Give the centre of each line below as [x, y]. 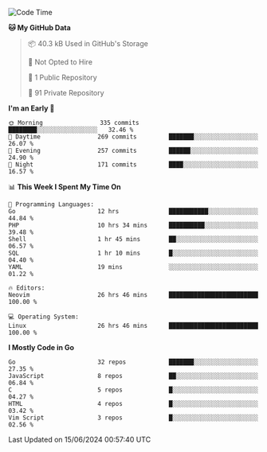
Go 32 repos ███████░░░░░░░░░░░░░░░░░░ [133, 362]
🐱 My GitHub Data [40, 27]
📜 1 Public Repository [62, 77]
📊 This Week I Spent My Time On [65, 187]
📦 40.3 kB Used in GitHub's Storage [88, 43]
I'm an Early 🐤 [31, 108]
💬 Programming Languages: [51, 205]
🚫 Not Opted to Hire [60, 62]
